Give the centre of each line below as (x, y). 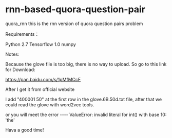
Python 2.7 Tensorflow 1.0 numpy (41, 44)
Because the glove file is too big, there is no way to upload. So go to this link (86, 64)
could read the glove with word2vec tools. (50, 105)
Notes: (12, 54)
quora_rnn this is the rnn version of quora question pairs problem (74, 24)
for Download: (20, 70)
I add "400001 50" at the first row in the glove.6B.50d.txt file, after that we (84, 99)
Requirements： (22, 34)
